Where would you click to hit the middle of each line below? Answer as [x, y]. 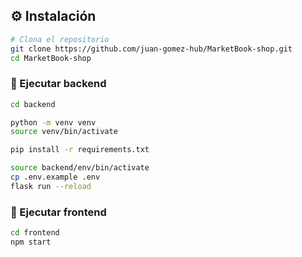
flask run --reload [51, 186]
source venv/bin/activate [64, 132]
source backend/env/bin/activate [80, 168]
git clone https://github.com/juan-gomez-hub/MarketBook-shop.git [151, 49]
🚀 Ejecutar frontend [58, 212]
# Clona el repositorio [60, 39]
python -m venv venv [53, 122]
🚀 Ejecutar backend [58, 84]
